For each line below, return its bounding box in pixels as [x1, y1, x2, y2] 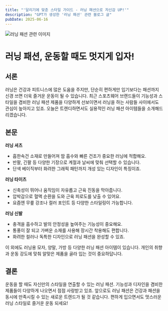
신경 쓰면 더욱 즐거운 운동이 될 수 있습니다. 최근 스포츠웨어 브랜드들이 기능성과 [5, 93, 158, 99]
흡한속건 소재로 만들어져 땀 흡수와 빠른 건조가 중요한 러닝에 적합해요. [12, 153, 146, 159]
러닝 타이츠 [5, 176, 27, 182]
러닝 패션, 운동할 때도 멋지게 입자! [5, 51, 134, 62]
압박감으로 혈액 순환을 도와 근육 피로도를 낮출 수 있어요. [12, 194, 121, 200]
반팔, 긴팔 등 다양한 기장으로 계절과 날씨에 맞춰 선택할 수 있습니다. [12, 159, 141, 165]
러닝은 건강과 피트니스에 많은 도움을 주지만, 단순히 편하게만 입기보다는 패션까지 [5, 87, 159, 93]
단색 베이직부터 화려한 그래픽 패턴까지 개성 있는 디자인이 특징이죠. [12, 166, 141, 172]
